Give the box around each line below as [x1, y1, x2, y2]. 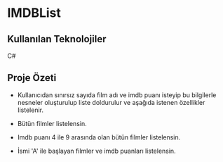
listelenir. [17, 106, 44, 114]
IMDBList [7, 5, 62, 21]
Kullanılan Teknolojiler [7, 33, 107, 45]
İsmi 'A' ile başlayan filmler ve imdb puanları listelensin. [17, 147, 177, 155]
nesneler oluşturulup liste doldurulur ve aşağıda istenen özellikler [17, 98, 205, 106]
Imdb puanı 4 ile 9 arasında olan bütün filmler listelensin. [17, 132, 181, 142]
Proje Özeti [7, 72, 57, 84]
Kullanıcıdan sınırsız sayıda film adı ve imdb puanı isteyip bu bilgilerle [17, 90, 217, 99]
